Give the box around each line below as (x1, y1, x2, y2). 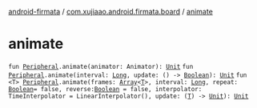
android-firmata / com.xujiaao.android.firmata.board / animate (8, 7, 214, 16)
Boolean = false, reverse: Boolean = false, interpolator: (8, 85, 203, 93)
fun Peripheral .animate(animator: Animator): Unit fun (8, 62, 194, 70)
